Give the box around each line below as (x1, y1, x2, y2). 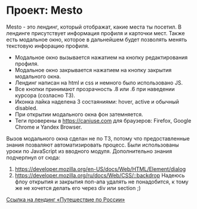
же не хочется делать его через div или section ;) (14, 184, 141, 191)
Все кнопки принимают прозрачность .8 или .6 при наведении (14, 85, 175, 92)
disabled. (14, 104, 38, 111)
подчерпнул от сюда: (6, 154, 61, 161)
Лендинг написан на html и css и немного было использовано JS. (14, 79, 183, 86)
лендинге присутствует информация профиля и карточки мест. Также (6, 29, 185, 36)
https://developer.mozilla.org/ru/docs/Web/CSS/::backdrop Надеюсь (14, 171, 185, 179)
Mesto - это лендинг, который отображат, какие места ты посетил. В (6, 23, 182, 30)
